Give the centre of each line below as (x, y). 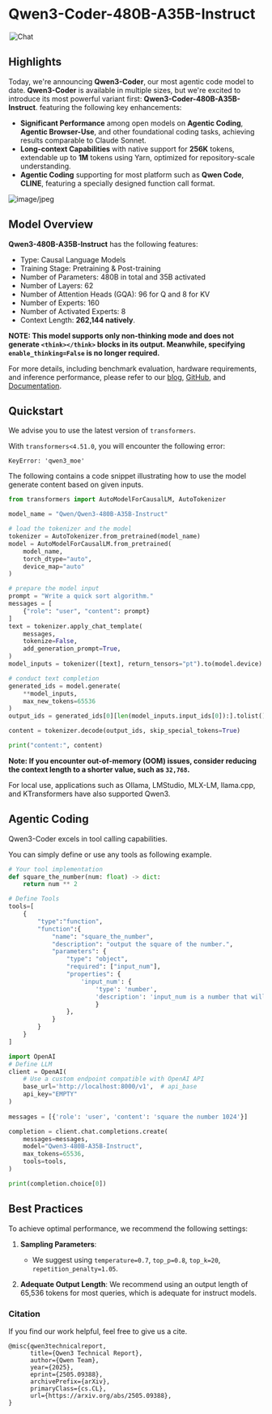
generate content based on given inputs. (76, 485)
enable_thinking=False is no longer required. (84, 352)
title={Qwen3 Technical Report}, (86, 1353)
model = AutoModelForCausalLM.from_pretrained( (90, 543)
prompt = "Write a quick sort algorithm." (81, 596)
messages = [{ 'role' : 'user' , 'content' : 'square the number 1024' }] (128, 1117)
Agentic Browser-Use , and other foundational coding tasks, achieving (137, 131)
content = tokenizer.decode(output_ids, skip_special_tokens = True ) (125, 731)
